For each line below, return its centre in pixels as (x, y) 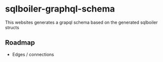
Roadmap (20, 43)
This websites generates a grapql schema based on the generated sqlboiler (81, 22)
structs (12, 27)
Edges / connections (33, 54)
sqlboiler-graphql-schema (60, 9)
